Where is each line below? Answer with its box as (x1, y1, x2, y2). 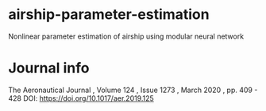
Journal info (8, 59, 90, 77)
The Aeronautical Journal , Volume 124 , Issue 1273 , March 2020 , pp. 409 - (8, 85, 258, 94)
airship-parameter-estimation (8, 6, 210, 24)
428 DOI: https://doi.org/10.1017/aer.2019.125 (8, 93, 155, 103)
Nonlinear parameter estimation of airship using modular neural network (8, 31, 245, 41)
